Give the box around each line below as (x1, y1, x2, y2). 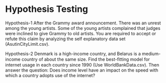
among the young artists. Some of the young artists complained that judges (5, 25, 161, 31)
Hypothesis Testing (5, 3, 88, 15)
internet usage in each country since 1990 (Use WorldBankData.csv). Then (5, 62, 159, 68)
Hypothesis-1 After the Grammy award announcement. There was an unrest (5, 20, 161, 26)
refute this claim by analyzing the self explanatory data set (5, 36, 126, 42)
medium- (141, 51, 161, 57)
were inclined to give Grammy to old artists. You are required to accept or (5, 30, 156, 36)
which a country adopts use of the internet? (5, 72, 95, 78)
